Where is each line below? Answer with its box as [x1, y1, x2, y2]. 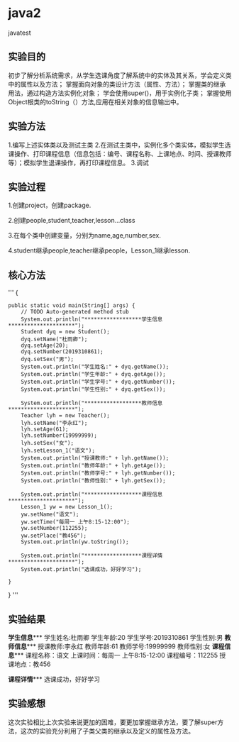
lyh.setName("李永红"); [21, 420, 88, 427]
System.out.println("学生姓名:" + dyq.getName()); [21, 363, 169, 370]
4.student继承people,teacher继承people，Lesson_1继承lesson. [8, 246, 191, 255]
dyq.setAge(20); [21, 342, 70, 349]
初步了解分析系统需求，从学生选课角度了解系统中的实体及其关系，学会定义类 [8, 71, 232, 79]
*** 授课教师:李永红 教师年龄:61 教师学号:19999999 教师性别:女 [26, 642, 211, 650]
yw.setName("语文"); [21, 511, 79, 519]
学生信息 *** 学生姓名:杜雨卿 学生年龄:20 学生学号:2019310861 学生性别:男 [8, 633, 223, 641]
